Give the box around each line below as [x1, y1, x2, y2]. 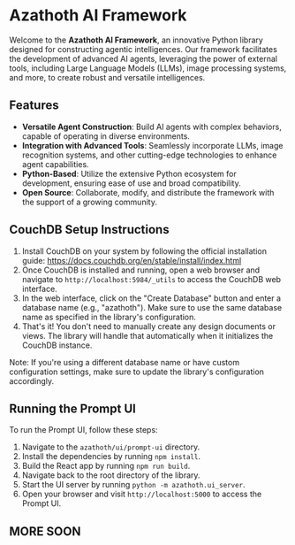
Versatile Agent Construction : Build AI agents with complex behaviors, [21, 121, 283, 132]
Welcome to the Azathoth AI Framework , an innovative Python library [9, 35, 263, 45]
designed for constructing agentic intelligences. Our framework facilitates [9, 43, 278, 54]
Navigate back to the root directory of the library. [21, 470, 200, 480]
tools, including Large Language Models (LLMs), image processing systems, [9, 63, 287, 73]
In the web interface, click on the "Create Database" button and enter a [21, 293, 281, 303]
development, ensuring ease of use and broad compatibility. [21, 178, 241, 188]
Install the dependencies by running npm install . [21, 451, 201, 462]
